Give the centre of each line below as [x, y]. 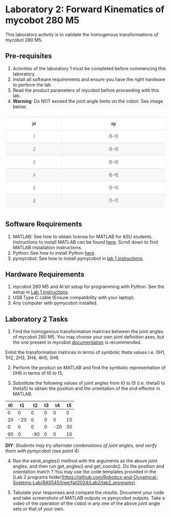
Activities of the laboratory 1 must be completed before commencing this [89, 68]
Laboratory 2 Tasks [37, 319]
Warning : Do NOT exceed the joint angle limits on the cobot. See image [88, 101]
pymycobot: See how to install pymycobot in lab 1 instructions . [78, 258]
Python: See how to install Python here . [54, 253]
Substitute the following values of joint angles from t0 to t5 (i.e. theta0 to [89, 383]
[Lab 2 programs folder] [38, 477]
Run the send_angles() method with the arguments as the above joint [85, 461]
